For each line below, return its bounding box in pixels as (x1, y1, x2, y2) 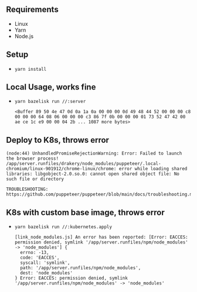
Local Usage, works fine (6, 82, 96, 92)
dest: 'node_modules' (20, 270, 73, 276)
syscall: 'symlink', (20, 260, 70, 266)
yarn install (14, 66, 47, 72)
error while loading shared (118, 166, 188, 172)
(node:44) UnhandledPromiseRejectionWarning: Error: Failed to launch (6, 150, 182, 157)
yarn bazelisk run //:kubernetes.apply (14, 224, 113, 230)
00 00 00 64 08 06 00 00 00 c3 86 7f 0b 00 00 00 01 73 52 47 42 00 (14, 114, 186, 120)
